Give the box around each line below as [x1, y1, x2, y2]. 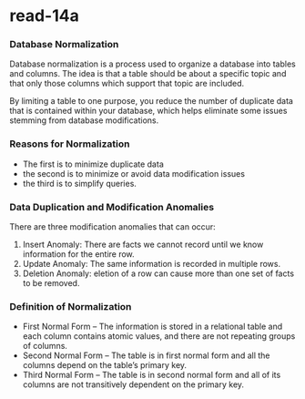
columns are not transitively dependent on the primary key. [22, 379, 244, 390]
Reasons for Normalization [9, 138, 130, 150]
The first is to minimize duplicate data [22, 159, 164, 169]
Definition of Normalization [9, 301, 132, 312]
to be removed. [22, 278, 80, 289]
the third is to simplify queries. [22, 178, 137, 189]
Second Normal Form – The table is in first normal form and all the [22, 350, 270, 361]
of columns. [22, 341, 68, 352]
